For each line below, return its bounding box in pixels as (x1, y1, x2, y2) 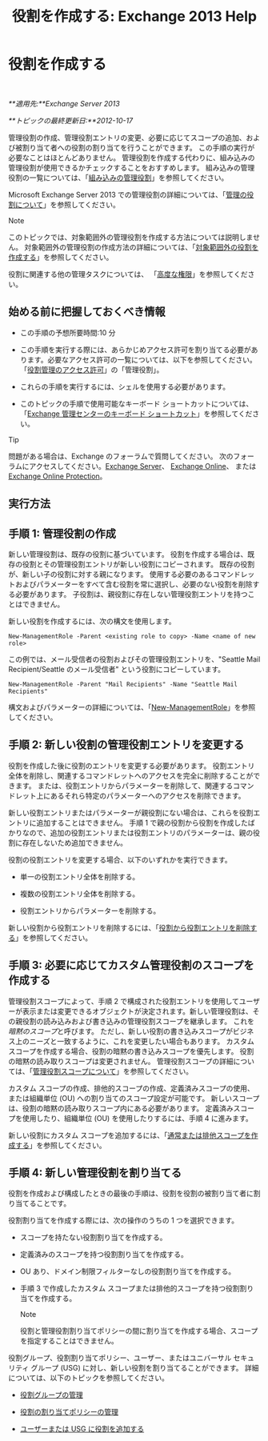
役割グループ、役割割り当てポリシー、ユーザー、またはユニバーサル (8, 1353, 232, 1363)
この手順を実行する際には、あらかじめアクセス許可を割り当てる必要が (19, 345, 252, 354)
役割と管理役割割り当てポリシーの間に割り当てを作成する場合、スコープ (19, 1326, 258, 1336)
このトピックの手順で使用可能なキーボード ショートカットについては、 (19, 398, 254, 408)
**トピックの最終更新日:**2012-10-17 (8, 115, 134, 125)
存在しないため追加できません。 (22, 838, 128, 847)
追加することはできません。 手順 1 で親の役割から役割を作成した (35, 818, 249, 827)
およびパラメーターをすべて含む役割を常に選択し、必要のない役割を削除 (14, 579, 254, 589)
